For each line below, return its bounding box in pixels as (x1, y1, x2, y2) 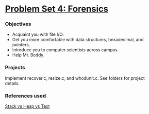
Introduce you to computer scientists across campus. (12, 47, 119, 53)
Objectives (5, 21, 32, 28)
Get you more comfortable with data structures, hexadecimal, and (12, 37, 144, 43)
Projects (5, 64, 25, 71)
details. (5, 80, 20, 86)
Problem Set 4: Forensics (5, 3, 109, 14)
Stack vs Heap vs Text (5, 103, 50, 109)
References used (5, 92, 46, 99)
